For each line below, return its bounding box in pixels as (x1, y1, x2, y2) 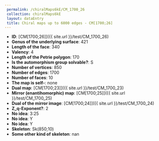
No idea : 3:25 (11, 111, 39, 116)
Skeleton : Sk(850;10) (11, 126, 54, 132)
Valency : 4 (11, 49, 34, 55)
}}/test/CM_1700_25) (11, 95, 52, 101)
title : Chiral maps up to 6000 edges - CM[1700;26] (6, 20, 113, 26)
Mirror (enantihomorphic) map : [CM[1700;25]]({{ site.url (11, 90, 125, 96)
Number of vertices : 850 (11, 65, 62, 70)
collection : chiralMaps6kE (6, 12, 61, 16)
